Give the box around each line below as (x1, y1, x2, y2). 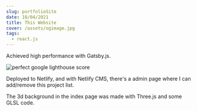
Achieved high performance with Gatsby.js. (6, 53, 111, 59)
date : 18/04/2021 (6, 14, 49, 20)
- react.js (11, 36, 38, 42)
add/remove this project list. (6, 81, 74, 89)
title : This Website (6, 19, 57, 25)
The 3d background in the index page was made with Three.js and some (6, 93, 182, 100)
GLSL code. (6, 99, 35, 106)
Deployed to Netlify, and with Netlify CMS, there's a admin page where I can (6, 75, 191, 82)
